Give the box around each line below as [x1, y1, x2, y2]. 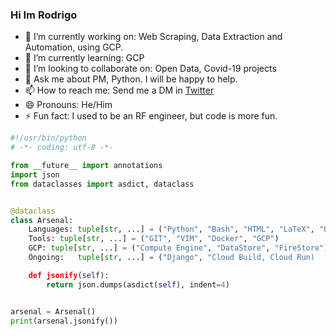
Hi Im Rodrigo [10, 8, 78, 22]
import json [10, 169, 60, 180]
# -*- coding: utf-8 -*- [10, 143, 114, 153]
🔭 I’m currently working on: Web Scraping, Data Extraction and [24, 31, 283, 43]
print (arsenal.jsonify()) [10, 316, 118, 326]
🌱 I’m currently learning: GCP [24, 52, 145, 64]
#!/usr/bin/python [10, 133, 87, 143]
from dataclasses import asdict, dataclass [10, 179, 195, 189]
